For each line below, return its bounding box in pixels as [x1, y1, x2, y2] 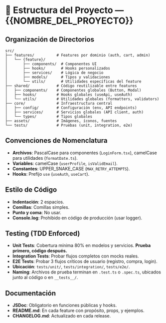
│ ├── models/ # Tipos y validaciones [5, 75, 111, 80]
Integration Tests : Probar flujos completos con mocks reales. [12, 253, 139, 259]
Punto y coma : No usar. [12, 209, 61, 215]
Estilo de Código [5, 185, 57, 194]
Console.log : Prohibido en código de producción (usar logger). [12, 215, 143, 221]
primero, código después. [12, 248, 67, 254]
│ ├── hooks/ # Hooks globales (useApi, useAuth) [5, 92, 133, 97]
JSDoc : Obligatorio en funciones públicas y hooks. [12, 302, 117, 308]
